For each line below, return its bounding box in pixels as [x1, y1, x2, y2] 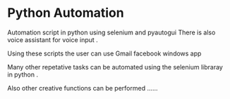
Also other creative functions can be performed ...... [7, 84, 158, 92]
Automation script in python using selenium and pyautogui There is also [7, 28, 216, 37]
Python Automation [7, 5, 125, 21]
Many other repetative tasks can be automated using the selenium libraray [7, 62, 224, 71]
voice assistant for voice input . [7, 35, 99, 44]
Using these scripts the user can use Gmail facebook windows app [7, 49, 202, 58]
